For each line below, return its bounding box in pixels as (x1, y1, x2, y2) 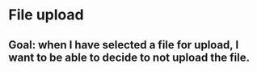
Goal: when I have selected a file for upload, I (8, 38, 239, 52)
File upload (8, 6, 84, 24)
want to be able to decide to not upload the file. (8, 50, 251, 64)
